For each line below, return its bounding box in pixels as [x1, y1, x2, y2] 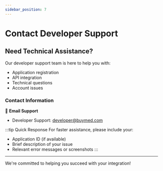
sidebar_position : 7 [5, 7, 47, 12]
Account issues [12, 85, 43, 91]
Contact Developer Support [5, 28, 118, 39]
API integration [12, 75, 42, 80]
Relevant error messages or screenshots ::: [12, 146, 98, 152]
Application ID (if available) [12, 136, 66, 142]
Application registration [12, 69, 59, 75]
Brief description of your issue [12, 141, 73, 147]
